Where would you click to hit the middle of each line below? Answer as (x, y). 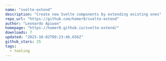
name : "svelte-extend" (29, 10)
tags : (11, 46)
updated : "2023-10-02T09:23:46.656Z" (44, 37)
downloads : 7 (19, 32)
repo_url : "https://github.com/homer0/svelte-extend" (62, 19)
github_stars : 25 (23, 42)
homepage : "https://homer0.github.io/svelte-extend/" (62, 28)
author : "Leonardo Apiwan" (33, 23)
